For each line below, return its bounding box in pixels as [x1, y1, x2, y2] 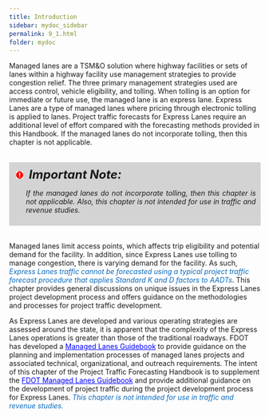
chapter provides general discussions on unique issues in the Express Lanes [9, 284, 261, 293]
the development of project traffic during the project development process [9, 384, 254, 394]
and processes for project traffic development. [9, 300, 163, 311]
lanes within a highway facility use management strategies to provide [9, 69, 236, 79]
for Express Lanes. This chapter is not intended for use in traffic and [9, 392, 234, 403]
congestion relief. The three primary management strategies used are [9, 78, 238, 88]
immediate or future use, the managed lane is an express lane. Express [9, 95, 243, 105]
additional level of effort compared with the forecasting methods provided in [9, 121, 260, 130]
